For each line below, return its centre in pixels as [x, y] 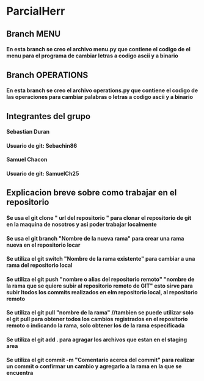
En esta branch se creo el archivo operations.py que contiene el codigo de [102, 90]
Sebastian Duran [28, 132]
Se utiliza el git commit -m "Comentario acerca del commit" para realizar [100, 360]
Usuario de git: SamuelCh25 [43, 173]
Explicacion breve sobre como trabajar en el [92, 193]
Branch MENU [34, 34]
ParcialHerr [36, 11]
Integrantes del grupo [48, 116]
